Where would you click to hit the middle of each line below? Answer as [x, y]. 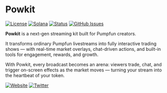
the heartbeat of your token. [35, 75]
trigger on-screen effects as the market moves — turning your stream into [83, 70]
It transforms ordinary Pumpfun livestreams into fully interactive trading [81, 43]
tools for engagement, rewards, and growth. [52, 54]
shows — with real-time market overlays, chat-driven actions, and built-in [83, 49]
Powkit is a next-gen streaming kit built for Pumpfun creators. [71, 33]
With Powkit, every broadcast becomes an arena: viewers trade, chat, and [83, 64]
